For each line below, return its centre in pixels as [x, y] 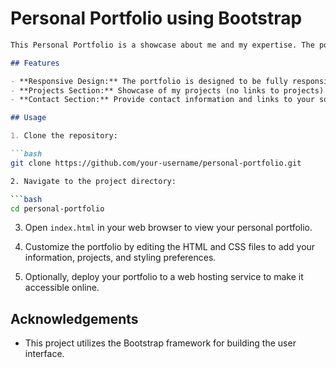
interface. [44, 354]
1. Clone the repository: [64, 136]
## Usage [28, 118]
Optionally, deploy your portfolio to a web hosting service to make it [164, 277]
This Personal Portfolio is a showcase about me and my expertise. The [162, 45]
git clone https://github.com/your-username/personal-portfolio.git [156, 163]
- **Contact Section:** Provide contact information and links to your [162, 100]
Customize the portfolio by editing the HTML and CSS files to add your [170, 247]
